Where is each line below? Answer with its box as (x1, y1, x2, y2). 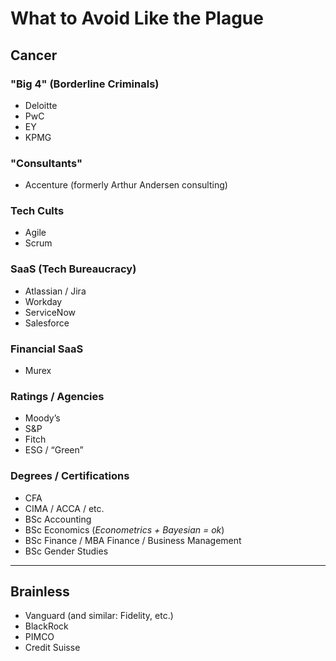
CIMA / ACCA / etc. (24, 502, 105, 514)
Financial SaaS (10, 342, 84, 356)
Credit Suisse (24, 642, 81, 654)
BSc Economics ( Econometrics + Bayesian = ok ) (24, 523, 225, 536)
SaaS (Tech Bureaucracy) (10, 262, 137, 276)
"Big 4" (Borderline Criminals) (10, 77, 160, 91)
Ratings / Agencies (10, 389, 105, 403)
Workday (24, 295, 63, 307)
